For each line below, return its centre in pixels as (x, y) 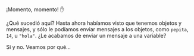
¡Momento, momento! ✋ (35, 9)
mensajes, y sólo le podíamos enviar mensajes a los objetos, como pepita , (97, 29)
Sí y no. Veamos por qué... (39, 47)
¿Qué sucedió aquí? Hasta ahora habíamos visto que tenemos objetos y (94, 23)
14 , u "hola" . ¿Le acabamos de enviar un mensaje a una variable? (86, 36)
